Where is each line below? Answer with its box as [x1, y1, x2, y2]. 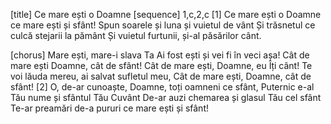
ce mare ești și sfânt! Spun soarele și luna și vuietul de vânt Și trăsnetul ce [10, 19, 316, 31]
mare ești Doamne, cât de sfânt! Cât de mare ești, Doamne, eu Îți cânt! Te [10, 60, 313, 71]
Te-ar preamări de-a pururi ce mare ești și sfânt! [10, 102, 209, 114]
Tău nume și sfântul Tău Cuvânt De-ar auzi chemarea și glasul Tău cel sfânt [10, 92, 322, 103]
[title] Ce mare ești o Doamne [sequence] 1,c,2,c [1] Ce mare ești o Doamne [10, 9, 322, 20]
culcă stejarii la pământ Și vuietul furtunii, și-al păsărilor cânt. [10, 30, 262, 41]
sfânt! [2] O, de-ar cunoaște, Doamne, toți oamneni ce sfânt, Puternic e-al [10, 81, 315, 93]
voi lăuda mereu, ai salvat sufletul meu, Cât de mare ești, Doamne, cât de [10, 70, 312, 82]
